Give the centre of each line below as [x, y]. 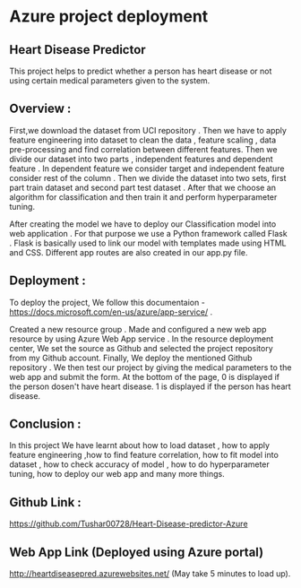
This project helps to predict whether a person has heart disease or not [141, 71]
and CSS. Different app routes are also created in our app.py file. [129, 252]
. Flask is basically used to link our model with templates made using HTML [148, 243]
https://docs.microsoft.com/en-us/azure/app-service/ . [111, 312]
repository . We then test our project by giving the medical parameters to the [150, 367]
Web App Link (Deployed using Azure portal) [137, 552]
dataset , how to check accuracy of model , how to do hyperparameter [140, 464]
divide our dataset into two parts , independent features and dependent [141, 159]
